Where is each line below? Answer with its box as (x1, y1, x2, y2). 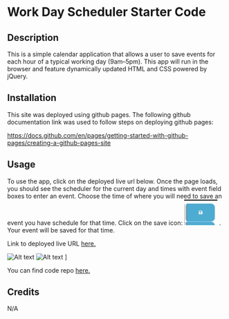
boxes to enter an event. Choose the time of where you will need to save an (7, 192, 223, 200)
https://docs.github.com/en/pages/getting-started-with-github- (7, 131, 189, 139)
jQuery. (7, 72, 28, 80)
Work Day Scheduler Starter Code (7, 4, 206, 20)
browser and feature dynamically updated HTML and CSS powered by (7, 65, 208, 73)
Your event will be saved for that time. (7, 226, 116, 234)
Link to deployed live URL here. (7, 239, 96, 248)
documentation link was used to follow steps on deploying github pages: (7, 118, 214, 126)
